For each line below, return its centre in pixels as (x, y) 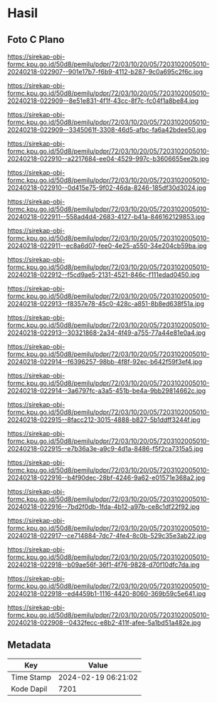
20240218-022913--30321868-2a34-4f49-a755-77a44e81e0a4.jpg (107, 333)
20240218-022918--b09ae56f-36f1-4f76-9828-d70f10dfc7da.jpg (104, 565)
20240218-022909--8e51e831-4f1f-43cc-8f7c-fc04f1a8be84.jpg (103, 101)
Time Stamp (31, 677)
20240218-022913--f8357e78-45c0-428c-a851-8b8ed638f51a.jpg (106, 304)
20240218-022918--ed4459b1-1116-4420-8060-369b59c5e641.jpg (107, 593)
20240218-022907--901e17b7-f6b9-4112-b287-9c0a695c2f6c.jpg (105, 72)
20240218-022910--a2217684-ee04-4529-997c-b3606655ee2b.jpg (108, 159)
